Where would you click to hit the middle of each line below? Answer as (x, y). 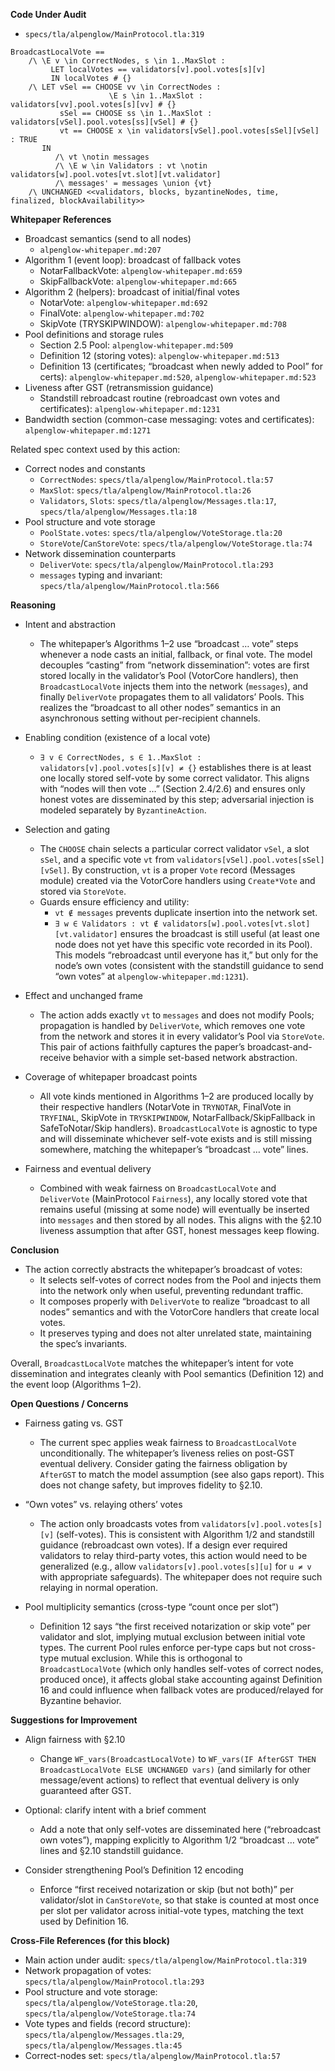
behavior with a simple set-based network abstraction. (185, 1057)
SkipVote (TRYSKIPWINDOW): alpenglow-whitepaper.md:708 (163, 323)
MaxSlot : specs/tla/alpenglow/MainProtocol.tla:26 (145, 490)
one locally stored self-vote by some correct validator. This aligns (174, 778)
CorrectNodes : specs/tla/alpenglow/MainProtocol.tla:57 (156, 479)
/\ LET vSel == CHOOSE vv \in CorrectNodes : (125, 87)
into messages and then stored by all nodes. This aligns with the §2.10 (180, 1220)
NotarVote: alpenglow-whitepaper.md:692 (123, 302)
